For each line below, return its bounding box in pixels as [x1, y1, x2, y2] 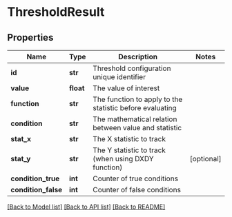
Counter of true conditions [93, 174, 178, 183]
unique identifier [93, 72, 146, 81]
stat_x [10, 134, 31, 143]
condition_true [10, 174, 60, 183]
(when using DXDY [93, 154, 154, 163]
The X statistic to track [93, 134, 166, 143]
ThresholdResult [7, 4, 105, 20]
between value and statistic [93, 123, 182, 132]
